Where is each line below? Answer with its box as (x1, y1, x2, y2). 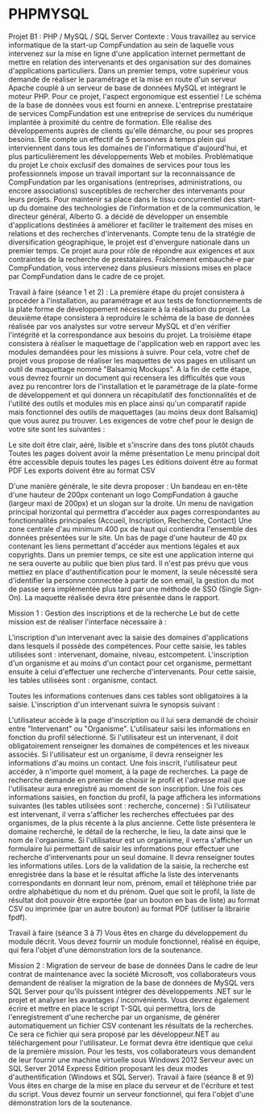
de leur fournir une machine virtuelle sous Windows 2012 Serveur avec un (8, 1054, 254, 1065)
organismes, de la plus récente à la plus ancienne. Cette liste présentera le (8, 818, 256, 828)
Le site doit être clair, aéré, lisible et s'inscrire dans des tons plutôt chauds (8, 440, 255, 449)
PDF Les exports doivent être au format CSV (8, 465, 156, 475)
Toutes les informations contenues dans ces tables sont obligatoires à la (8, 691, 248, 700)
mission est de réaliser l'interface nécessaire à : (8, 616, 167, 626)
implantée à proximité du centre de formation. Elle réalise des (8, 117, 212, 127)
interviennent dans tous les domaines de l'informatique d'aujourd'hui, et (8, 143, 247, 152)
